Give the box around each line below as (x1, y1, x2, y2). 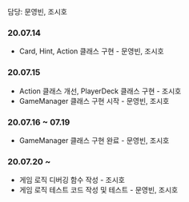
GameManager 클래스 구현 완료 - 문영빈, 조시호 (18, 135, 170, 145)
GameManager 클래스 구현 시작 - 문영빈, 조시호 (18, 96, 170, 105)
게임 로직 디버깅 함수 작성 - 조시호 (18, 175, 126, 185)
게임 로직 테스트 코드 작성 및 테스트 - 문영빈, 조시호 (18, 185, 179, 195)
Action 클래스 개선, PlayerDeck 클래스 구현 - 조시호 (18, 86, 182, 96)
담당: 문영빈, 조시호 (7, 7, 67, 16)
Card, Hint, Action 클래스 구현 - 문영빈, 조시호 (18, 46, 165, 56)
